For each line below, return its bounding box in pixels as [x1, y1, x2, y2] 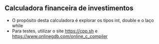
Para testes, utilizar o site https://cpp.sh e [11, 27, 98, 34]
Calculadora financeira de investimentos [4, 4, 134, 12]
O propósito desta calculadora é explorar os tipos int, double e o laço [11, 17, 154, 23]
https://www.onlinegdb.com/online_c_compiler [11, 33, 108, 39]
